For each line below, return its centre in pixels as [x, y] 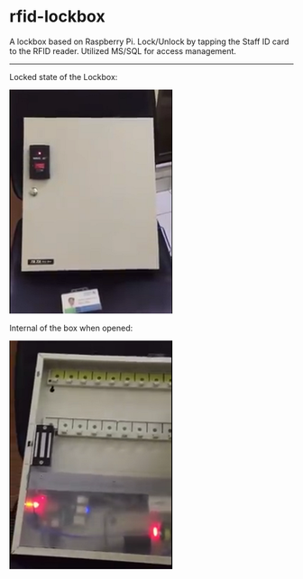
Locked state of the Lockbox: [64, 77]
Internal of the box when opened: [71, 328]
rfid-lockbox [57, 17]
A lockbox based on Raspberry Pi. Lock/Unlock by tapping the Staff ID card [149, 41]
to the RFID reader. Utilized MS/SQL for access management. [123, 50]
